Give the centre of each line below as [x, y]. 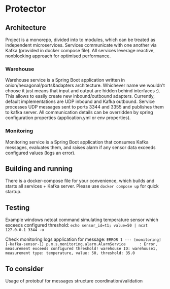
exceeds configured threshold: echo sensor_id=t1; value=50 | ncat [77, 225]
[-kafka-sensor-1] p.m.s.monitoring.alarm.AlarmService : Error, [81, 244]
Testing [18, 208]
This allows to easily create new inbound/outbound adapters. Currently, [80, 96]
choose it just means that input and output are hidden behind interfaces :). [83, 91]
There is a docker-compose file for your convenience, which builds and [80, 181]
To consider [25, 268]
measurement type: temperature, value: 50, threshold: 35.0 [70, 253]
